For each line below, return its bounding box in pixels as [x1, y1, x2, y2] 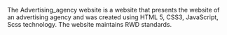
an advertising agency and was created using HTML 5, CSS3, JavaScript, [7, 13, 219, 21]
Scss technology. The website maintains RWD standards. [7, 21, 172, 28]
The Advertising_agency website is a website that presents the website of [7, 6, 220, 14]
